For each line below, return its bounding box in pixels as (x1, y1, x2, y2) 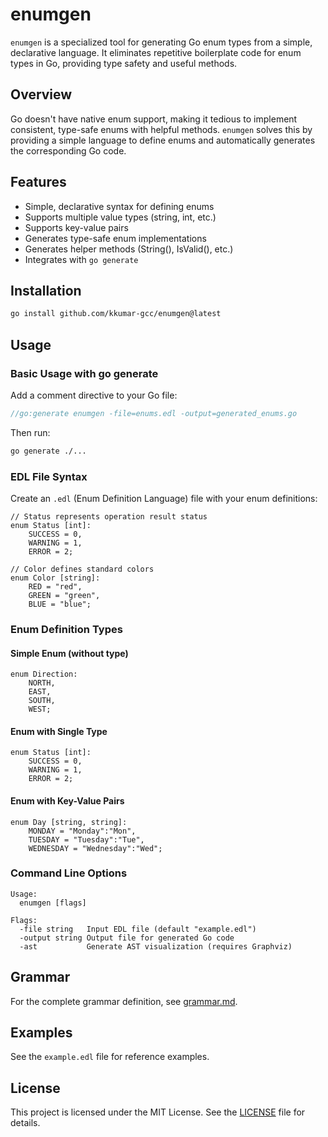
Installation (10, 282, 82, 299)
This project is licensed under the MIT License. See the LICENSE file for (10, 1106, 306, 1118)
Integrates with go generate (24, 253, 139, 265)
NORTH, (28, 678, 56, 688)
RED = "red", (28, 581, 83, 592)
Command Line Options (10, 866, 128, 880)
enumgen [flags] (19, 898, 87, 908)
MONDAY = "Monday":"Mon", (28, 826, 137, 836)
